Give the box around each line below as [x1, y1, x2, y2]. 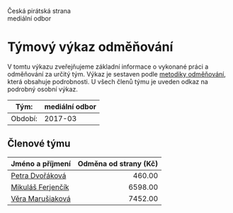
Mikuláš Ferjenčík [11, 182, 69, 192]
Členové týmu [7, 138, 71, 150]
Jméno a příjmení [11, 159, 71, 168]
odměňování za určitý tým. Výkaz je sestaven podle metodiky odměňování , [7, 69, 227, 78]
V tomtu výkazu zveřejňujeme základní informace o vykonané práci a [7, 62, 209, 71]
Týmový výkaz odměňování [7, 39, 174, 55]
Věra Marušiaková [11, 193, 71, 203]
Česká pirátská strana [7, 7, 71, 15]
